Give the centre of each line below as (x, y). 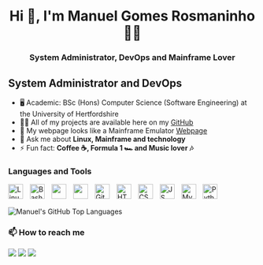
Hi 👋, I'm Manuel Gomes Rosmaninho (132, 16)
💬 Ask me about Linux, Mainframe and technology (102, 139)
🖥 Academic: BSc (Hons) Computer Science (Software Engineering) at (133, 103)
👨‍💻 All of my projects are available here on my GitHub (106, 122)
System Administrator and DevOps (95, 83)
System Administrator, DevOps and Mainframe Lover (132, 58)
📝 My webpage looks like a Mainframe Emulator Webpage (113, 130)
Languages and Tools (50, 171)
